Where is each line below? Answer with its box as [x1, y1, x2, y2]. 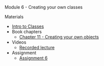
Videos [11, 39, 27, 45]
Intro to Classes [11, 23, 44, 29]
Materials [4, 14, 24, 19]
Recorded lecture [19, 45, 55, 50]
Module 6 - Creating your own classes [4, 4, 83, 10]
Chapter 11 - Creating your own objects [19, 34, 99, 40]
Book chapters [11, 29, 42, 34]
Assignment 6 [19, 55, 48, 61]
